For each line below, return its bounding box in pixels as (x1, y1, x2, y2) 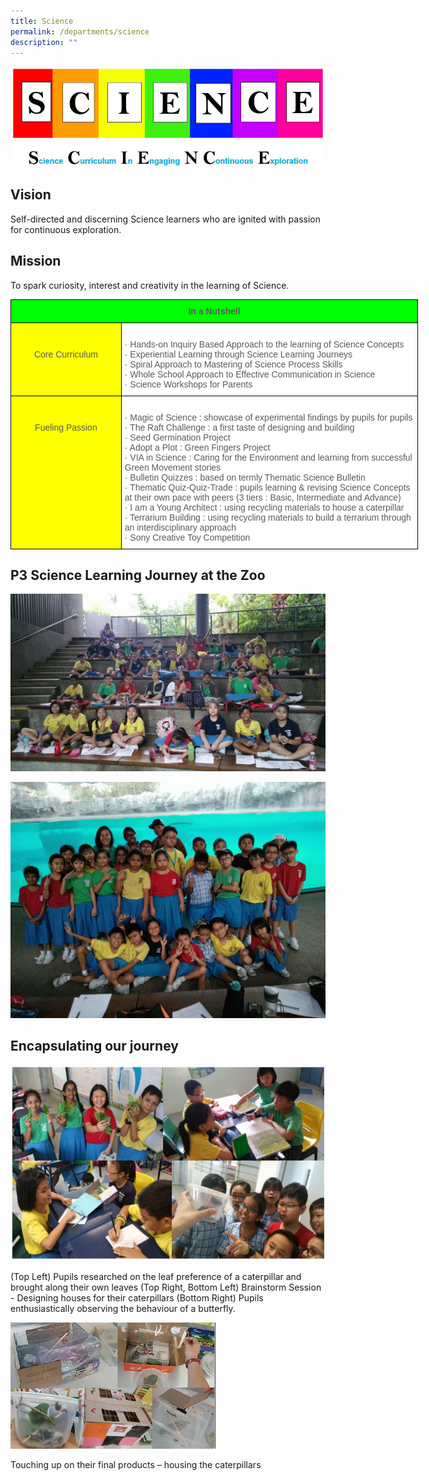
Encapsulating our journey (10, 1038, 179, 1055)
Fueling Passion (34, 421, 98, 433)
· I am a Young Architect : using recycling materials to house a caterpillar (124, 501, 405, 513)
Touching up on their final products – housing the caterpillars (10, 1458, 262, 1470)
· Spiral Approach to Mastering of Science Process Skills (124, 358, 343, 370)
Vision (10, 186, 52, 204)
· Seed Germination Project (124, 431, 231, 443)
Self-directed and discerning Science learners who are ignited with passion (10, 213, 321, 225)
